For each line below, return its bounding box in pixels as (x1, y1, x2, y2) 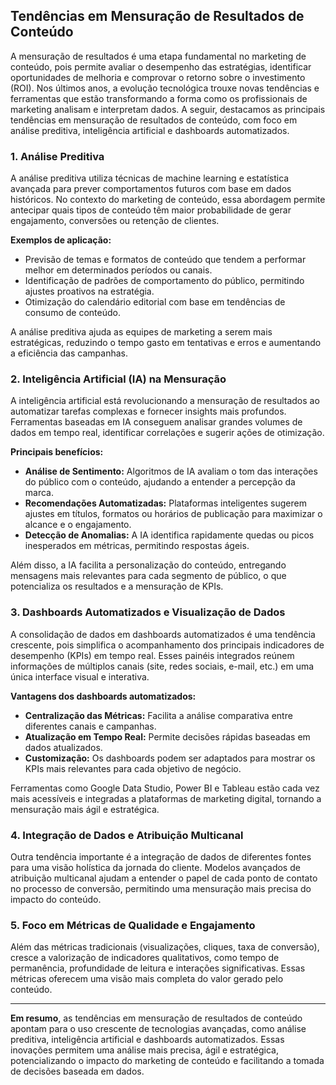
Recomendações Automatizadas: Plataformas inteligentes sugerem (24, 497, 307, 509)
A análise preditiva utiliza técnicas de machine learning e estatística (10, 172, 290, 184)
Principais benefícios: (10, 446, 104, 458)
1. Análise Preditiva (10, 149, 105, 163)
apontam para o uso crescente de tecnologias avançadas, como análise (10, 1023, 307, 1035)
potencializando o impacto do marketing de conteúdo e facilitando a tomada (10, 1055, 325, 1067)
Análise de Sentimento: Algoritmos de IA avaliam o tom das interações (24, 465, 318, 478)
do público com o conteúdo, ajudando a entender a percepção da (24, 476, 296, 488)
